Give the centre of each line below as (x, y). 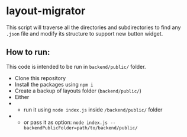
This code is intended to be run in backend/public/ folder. (76, 66)
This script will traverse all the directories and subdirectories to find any (93, 27)
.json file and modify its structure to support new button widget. (85, 33)
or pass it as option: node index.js (66, 122)
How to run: (28, 52)
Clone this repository (40, 78)
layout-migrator (46, 11)
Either (22, 97)
